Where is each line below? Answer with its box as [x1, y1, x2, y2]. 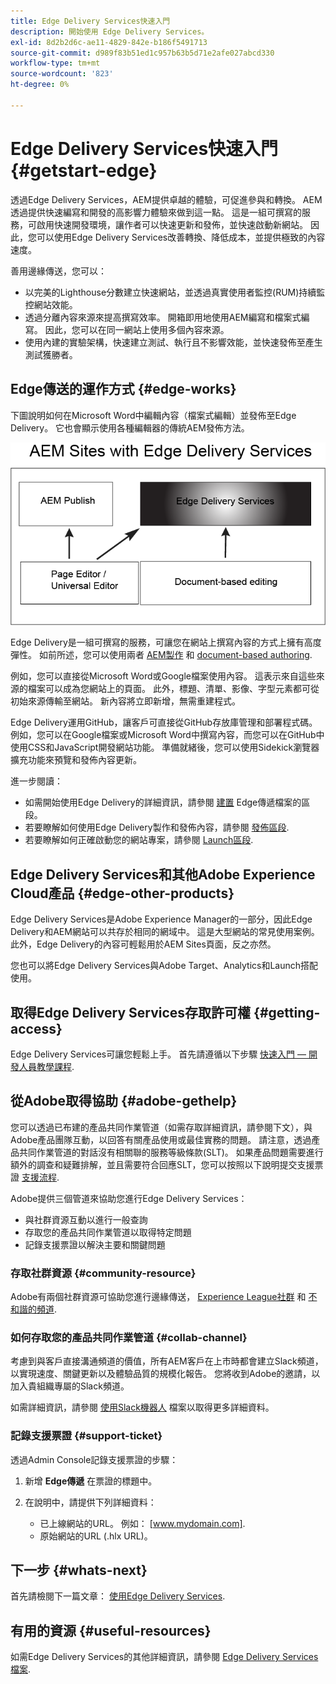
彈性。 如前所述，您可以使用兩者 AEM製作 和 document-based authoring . [10, 649, 313, 661]
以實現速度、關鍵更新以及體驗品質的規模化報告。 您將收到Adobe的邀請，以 [10, 1368, 321, 1380]
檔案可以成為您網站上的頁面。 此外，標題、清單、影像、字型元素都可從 [27, 683, 320, 695]
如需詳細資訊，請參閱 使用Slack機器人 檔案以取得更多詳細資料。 [10, 1401, 275, 1414]
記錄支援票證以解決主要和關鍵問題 [24, 1238, 166, 1250]
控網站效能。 [24, 298, 78, 310]
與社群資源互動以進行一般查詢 [24, 1213, 148, 1225]
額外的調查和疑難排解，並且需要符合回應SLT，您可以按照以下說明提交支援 [10, 1158, 315, 1170]
